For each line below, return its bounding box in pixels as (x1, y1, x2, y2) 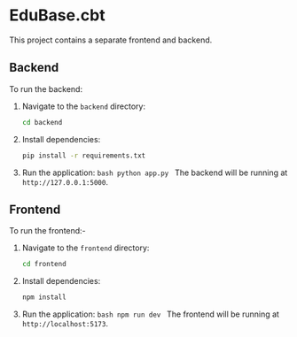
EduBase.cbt (9, 5, 106, 26)
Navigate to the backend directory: (21, 101, 146, 111)
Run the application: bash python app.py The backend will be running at (21, 167, 288, 178)
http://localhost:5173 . (21, 318, 109, 329)
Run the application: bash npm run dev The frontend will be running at (21, 309, 279, 319)
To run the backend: (9, 83, 82, 94)
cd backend (21, 118, 63, 126)
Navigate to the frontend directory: (21, 242, 150, 253)
